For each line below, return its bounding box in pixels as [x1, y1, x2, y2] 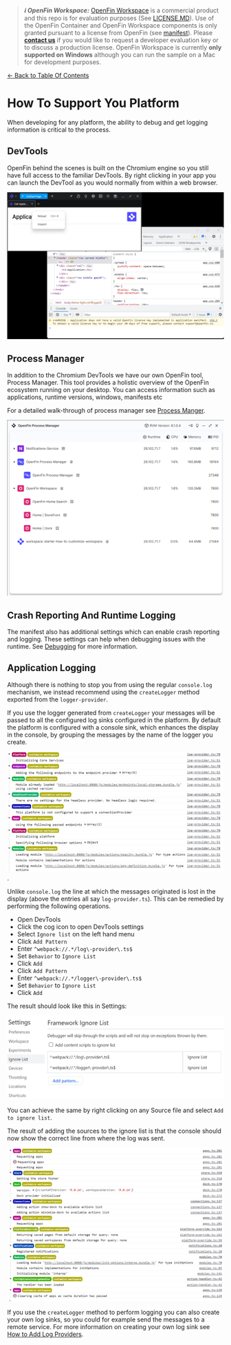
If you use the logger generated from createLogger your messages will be [7, 708, 215, 717]
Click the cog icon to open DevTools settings [16, 923, 144, 931]
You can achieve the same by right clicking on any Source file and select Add [7, 1106, 223, 1114]
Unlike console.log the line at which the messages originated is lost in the [7, 887, 217, 896]
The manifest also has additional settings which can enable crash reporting [7, 627, 220, 636]
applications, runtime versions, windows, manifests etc [7, 393, 163, 402]
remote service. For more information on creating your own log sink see [7, 1323, 210, 1331]
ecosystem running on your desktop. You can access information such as [7, 386, 215, 394]
